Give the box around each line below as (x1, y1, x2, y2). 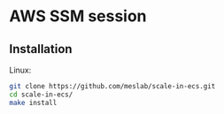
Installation (9, 42, 73, 57)
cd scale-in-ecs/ (9, 90, 73, 99)
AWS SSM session (9, 6, 148, 27)
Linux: (9, 65, 32, 75)
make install (9, 98, 58, 107)
